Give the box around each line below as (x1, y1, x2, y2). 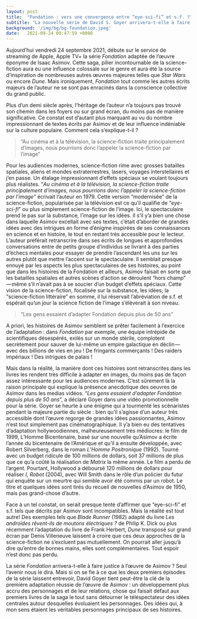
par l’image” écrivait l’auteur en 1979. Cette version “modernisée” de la (6, 193, 178, 200)
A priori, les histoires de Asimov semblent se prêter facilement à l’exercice (6, 322, 185, 329)
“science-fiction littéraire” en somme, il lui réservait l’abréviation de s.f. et (6, 293, 183, 300)
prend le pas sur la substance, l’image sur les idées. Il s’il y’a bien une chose (6, 212, 191, 219)
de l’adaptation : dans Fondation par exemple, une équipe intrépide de (6, 329, 176, 336)
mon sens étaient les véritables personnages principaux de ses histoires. (6, 606, 182, 613)
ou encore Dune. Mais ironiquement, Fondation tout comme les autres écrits (6, 78, 190, 85)
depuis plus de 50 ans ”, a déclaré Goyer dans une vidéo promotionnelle (6, 396, 179, 403)
